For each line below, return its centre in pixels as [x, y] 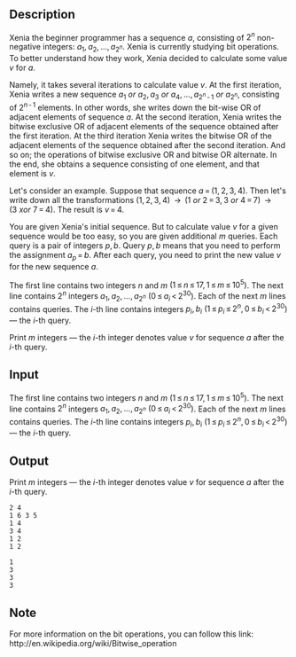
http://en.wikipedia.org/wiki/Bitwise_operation [93, 644]
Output [29, 461]
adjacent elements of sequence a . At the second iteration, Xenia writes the [145, 117]
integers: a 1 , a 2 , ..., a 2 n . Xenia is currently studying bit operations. [161, 48]
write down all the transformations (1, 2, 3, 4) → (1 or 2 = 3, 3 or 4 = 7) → [140, 199]
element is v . [32, 173]
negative [25, 47]
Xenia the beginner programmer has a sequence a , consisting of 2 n [132, 36]
